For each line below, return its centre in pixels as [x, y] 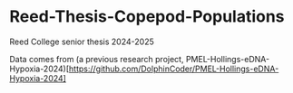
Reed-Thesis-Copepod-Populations [147, 17]
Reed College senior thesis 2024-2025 [82, 42]
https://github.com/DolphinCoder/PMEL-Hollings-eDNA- [174, 69]
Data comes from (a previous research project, [97, 59]
